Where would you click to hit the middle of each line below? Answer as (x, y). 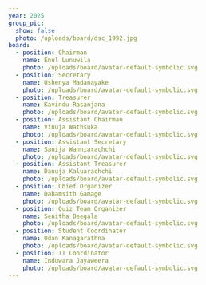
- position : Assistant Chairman (69, 120)
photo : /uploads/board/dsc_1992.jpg (76, 38)
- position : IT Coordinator (62, 253)
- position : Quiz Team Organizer (71, 208)
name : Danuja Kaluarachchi (67, 172)
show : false (36, 30)
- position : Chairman (51, 53)
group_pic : (26, 23)
